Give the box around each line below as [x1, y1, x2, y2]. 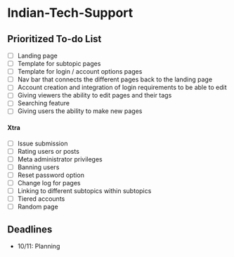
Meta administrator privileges [17, 154, 103, 163]
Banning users [17, 163, 60, 171]
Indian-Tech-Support [7, 5, 134, 21]
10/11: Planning [17, 242, 60, 251]
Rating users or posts [17, 147, 79, 155]
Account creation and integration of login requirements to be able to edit [17, 83, 227, 92]
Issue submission [17, 139, 68, 147]
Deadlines [7, 223, 53, 235]
